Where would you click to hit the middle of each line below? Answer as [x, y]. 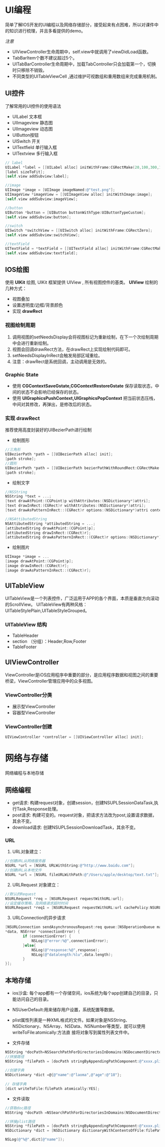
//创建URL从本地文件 [24, 870]
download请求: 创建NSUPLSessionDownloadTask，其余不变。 [75, 827]
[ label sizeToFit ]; [25, 172]
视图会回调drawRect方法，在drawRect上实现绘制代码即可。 [72, 349]
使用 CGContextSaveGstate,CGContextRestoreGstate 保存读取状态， [83, 386]
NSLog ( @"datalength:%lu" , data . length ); [72, 955]
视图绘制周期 [20, 325]
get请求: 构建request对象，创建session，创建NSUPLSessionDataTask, [83, 803]
